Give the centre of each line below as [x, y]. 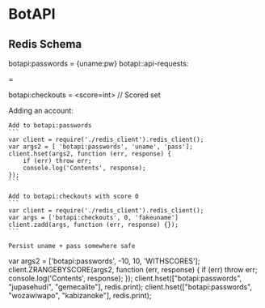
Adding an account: [41, 111]
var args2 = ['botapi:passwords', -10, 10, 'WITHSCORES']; [104, 261]
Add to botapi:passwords [50, 126]
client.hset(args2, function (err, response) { [90, 154]
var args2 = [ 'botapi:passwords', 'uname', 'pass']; [101, 147]
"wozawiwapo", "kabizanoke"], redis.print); [80, 295]
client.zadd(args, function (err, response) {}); [94, 225]
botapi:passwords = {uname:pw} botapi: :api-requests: [99, 63]
